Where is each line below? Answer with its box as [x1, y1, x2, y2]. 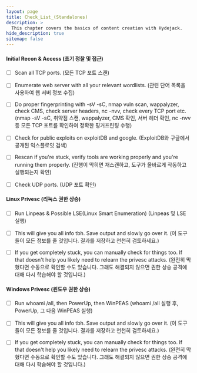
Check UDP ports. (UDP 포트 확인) [14, 181, 96, 188]
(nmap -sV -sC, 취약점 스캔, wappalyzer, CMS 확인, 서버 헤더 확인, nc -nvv [14, 114, 191, 121]
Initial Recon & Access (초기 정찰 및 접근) [6, 55, 104, 62]
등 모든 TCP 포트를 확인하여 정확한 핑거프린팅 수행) [14, 122, 132, 129]
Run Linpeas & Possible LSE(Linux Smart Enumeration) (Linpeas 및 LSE [14, 210, 186, 217]
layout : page [6, 8, 38, 15]
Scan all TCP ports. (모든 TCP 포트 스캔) [14, 69, 110, 77]
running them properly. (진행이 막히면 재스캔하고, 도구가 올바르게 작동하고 [14, 161, 187, 168]
